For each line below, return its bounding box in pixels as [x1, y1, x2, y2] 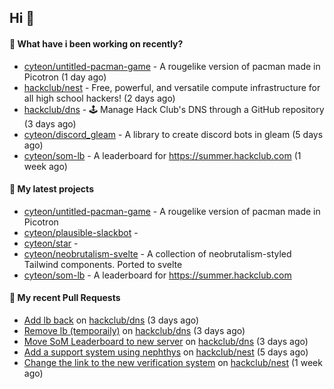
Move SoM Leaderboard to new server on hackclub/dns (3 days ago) [23, 336, 309, 347]
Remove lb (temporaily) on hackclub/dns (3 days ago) [23, 325, 246, 336]
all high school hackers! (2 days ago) [23, 92, 176, 104]
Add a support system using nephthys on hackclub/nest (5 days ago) [23, 346, 309, 358]
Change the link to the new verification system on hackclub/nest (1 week [23, 357, 323, 368]
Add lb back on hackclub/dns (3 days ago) [23, 314, 200, 326]
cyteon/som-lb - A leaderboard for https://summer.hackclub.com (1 [23, 149, 302, 161]
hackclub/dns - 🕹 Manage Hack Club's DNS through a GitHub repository [23, 103, 325, 115]
